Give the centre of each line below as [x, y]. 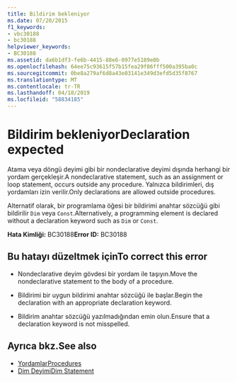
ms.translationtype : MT [42, 80]
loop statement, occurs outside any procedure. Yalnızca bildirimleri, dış [111, 184]
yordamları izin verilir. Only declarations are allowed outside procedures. [111, 191]
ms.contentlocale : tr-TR [44, 86]
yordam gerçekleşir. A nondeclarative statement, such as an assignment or [116, 176]
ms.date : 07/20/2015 [38, 21]
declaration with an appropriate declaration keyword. [94, 303]
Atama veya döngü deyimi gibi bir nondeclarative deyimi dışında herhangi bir [119, 169]
